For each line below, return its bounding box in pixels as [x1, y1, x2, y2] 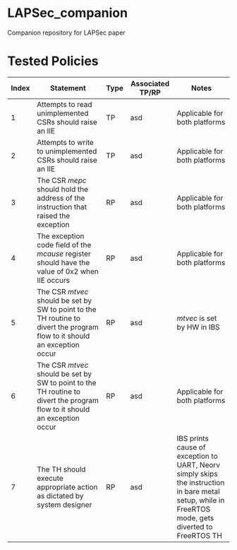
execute [37, 473, 63, 483]
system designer [37, 500, 92, 510]
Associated [130, 78, 170, 88]
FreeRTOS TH [176, 530, 222, 540]
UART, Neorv [176, 460, 221, 469]
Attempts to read [37, 99, 93, 109]
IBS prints [176, 433, 209, 443]
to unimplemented [37, 146, 97, 156]
